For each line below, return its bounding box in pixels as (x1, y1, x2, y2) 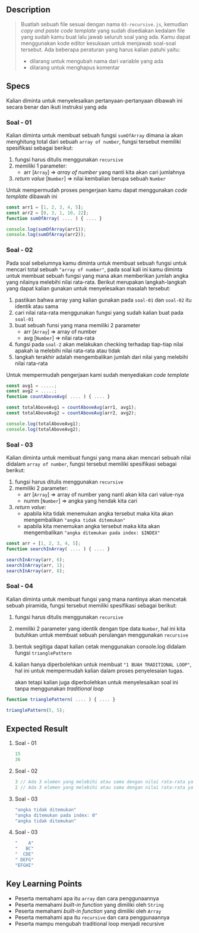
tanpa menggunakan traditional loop (14, 685, 104, 692)
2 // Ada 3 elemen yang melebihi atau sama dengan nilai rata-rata (14, 784, 185, 791)
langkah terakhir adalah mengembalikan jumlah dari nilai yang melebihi (14, 353, 188, 360)
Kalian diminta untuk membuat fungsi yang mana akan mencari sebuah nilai (6, 454, 191, 461)
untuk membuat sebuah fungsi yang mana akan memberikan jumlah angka (6, 272, 189, 279)
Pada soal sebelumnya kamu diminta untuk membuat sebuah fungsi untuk (6, 259, 187, 266)
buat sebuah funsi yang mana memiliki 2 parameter (14, 321, 141, 328)
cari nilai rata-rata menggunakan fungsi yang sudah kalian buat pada (14, 309, 184, 316)
